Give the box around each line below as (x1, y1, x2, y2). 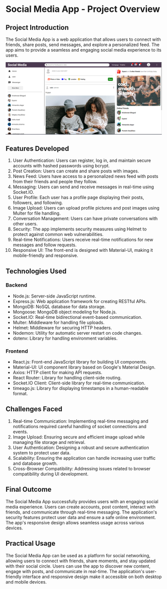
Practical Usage (5, 539, 56, 548)
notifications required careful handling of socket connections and (12, 423, 147, 429)
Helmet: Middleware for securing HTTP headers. (12, 324, 112, 331)
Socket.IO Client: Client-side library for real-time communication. (12, 380, 146, 386)
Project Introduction (5, 23, 69, 32)
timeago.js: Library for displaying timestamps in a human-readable (12, 385, 149, 391)
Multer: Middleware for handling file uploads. (12, 319, 105, 325)
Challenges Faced (5, 405, 62, 413)
